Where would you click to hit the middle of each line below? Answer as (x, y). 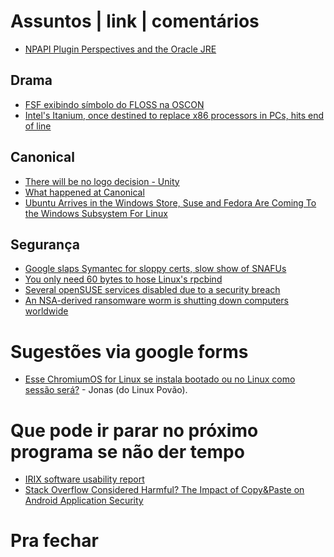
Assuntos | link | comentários (135, 21)
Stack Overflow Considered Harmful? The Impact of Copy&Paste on (164, 490)
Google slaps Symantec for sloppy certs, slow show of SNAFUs (155, 269)
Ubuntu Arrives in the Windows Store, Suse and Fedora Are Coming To (170, 202)
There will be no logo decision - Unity (102, 181)
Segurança (45, 244)
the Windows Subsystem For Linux (96, 213)
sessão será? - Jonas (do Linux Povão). (106, 390)
